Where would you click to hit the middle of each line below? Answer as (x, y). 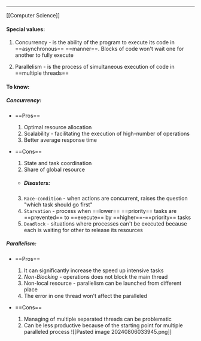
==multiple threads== (42, 73)
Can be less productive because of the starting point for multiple (103, 325)
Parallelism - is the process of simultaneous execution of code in (95, 67)
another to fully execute (44, 55)
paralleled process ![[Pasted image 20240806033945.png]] (98, 331)
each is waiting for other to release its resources (83, 230)
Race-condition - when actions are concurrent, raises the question (106, 198)
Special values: (26, 29)
